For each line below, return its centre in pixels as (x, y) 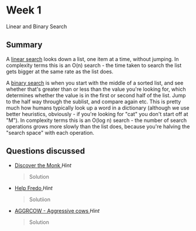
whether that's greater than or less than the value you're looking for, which (96, 89)
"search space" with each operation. (50, 133)
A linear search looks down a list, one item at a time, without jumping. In (93, 59)
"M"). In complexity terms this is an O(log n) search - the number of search (97, 120)
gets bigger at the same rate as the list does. (60, 72)
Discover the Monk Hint (43, 165)
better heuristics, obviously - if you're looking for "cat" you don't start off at (97, 114)
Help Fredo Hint (33, 188)
